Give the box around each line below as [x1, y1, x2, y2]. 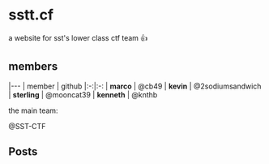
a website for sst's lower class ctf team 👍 [8, 32, 148, 42]
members [8, 59, 58, 74]
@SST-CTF [8, 121, 46, 131]
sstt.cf [8, 6, 54, 24]
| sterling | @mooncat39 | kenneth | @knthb [8, 89, 158, 99]
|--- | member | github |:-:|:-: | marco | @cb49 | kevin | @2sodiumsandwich [8, 81, 262, 91]
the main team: [8, 106, 58, 115]
